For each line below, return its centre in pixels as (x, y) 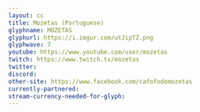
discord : (23, 74)
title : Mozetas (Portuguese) (56, 23)
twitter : (23, 67)
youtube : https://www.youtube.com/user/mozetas (88, 52)
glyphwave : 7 (30, 45)
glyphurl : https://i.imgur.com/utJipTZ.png (81, 37)
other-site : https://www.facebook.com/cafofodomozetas (100, 81)
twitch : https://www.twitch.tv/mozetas (74, 60)
